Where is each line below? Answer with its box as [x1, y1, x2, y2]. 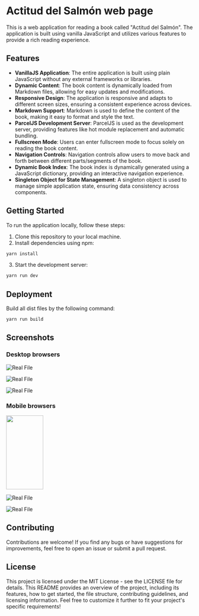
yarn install [6, 250, 38, 257]
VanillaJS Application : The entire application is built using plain [14, 69, 171, 76]
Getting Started [6, 206, 65, 216]
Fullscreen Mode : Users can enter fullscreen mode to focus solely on [14, 138, 185, 146]
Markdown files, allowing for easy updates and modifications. [14, 88, 165, 95]
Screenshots [6, 333, 54, 343]
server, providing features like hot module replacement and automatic [14, 125, 185, 133]
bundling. [14, 132, 38, 139]
